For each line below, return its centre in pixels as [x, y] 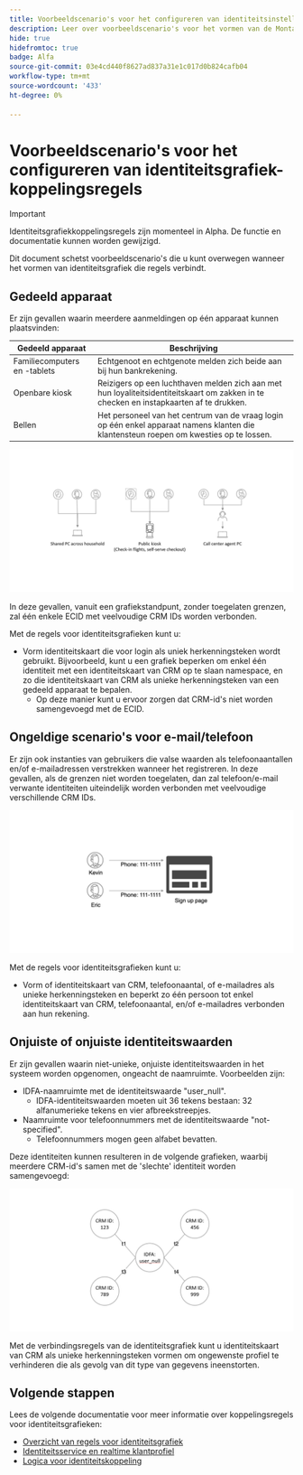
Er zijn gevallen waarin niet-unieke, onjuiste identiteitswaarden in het [137, 1064]
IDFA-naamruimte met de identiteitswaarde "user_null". [124, 1091]
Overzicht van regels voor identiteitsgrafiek [102, 1442]
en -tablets [34, 371]
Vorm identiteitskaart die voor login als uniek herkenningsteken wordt [151, 651]
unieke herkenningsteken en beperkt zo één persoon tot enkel [138, 994]
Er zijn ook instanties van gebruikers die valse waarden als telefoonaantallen [151, 759]
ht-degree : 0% [36, 95]
